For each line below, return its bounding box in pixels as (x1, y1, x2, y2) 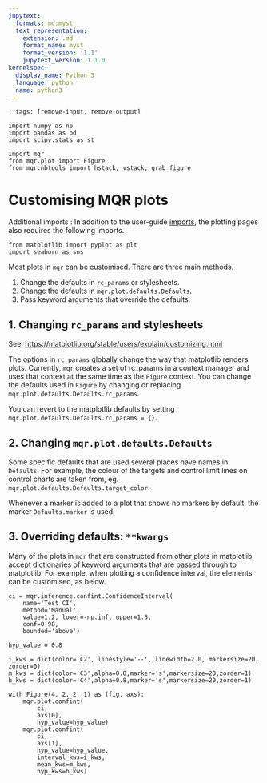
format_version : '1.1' (22, 49, 98, 57)
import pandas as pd (8, 129, 78, 137)
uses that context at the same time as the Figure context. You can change (8, 371, 252, 381)
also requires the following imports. (8, 226, 125, 235)
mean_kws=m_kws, (37, 760, 91, 769)
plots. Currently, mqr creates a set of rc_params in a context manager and (8, 363, 249, 373)
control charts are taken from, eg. (8, 474, 119, 484)
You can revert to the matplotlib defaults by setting (8, 404, 175, 414)
